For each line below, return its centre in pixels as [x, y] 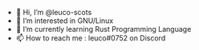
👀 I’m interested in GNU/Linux [65, 21]
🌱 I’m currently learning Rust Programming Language [104, 29]
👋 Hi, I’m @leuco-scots [54, 12]
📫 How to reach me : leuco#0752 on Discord [91, 38]
